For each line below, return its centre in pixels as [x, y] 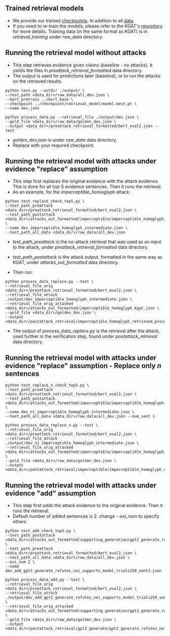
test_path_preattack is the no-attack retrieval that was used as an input [87, 242]
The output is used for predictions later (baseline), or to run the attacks [87, 76]
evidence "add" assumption [51, 493]
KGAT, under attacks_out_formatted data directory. [66, 262]
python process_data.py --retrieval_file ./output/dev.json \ [72, 117]
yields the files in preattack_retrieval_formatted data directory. [78, 70]
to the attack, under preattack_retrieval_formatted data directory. [80, 247]
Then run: [23, 272]
